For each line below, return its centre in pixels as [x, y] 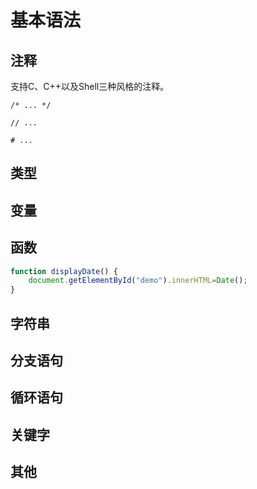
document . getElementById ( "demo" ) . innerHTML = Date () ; [138, 281]
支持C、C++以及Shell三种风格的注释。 [90, 86]
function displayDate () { [64, 271]
